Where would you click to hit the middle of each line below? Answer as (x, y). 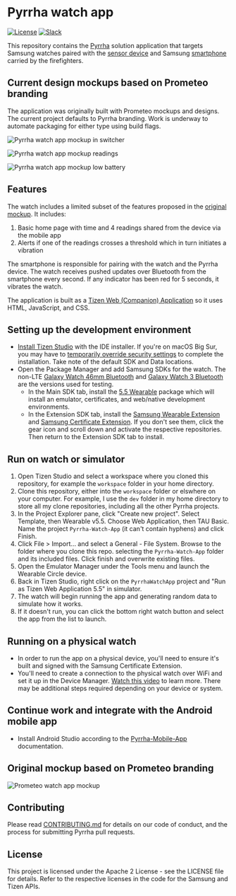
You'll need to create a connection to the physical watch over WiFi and (120, 673)
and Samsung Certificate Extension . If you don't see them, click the (126, 422)
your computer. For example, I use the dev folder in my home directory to (123, 499)
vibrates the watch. (35, 286)
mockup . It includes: (37, 214)
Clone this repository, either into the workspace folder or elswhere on (117, 491)
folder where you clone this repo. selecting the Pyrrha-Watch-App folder (120, 552)
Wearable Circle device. (52, 574)
